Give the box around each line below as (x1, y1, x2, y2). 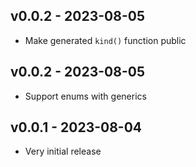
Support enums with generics (24, 90, 147, 102)
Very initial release (24, 145, 102, 158)
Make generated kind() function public (24, 34, 187, 46)
